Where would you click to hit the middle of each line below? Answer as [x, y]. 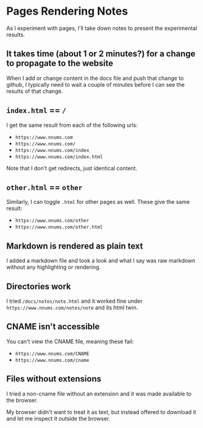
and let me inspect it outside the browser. [59, 418]
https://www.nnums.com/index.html [59, 157]
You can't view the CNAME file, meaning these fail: [70, 341]
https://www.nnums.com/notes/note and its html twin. [72, 307]
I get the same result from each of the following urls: [72, 125]
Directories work [39, 286]
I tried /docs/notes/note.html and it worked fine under [75, 301]
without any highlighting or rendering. [54, 267]
